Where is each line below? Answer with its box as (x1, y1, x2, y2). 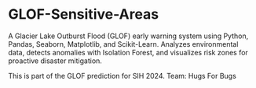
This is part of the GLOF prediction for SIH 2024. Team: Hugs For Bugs (8, 71, 237, 80)
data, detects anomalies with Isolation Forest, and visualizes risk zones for (8, 48, 249, 57)
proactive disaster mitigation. (8, 56, 102, 65)
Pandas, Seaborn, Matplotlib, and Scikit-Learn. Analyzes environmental (8, 39, 239, 48)
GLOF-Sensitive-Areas (8, 5, 159, 23)
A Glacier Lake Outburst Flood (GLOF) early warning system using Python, (8, 31, 249, 40)
